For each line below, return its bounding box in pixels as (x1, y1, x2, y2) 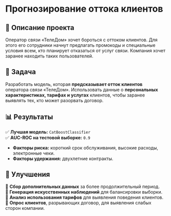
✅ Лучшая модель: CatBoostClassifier (5, 129, 91, 135)
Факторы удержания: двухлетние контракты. (12, 156, 113, 162)
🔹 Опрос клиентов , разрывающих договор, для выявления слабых (5, 200, 152, 206)
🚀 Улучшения (5, 170, 50, 179)
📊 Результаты (5, 113, 54, 121)
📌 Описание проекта (5, 23, 75, 32)
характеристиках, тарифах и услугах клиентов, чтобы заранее (5, 92, 145, 98)
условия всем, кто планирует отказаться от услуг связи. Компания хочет (5, 48, 166, 53)
